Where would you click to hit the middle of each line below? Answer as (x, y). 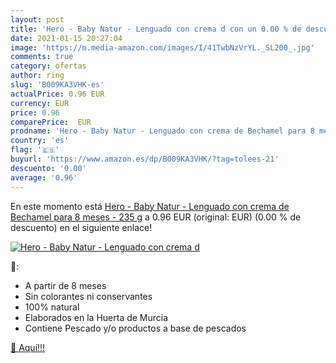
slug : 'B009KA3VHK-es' (57, 85)
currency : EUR (40, 103)
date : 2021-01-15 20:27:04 (66, 38)
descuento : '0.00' (48, 168)
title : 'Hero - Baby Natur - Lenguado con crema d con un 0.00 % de (156, 29)
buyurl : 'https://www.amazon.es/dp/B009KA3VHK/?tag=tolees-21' (145, 159)
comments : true (42, 57)
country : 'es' (40, 141)
